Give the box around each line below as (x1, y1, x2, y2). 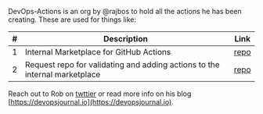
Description (103, 34, 149, 44)
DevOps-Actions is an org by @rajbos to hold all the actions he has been (8, 7, 243, 16)
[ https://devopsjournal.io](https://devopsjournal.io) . (8, 98, 174, 106)
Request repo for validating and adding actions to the (24, 59, 221, 69)
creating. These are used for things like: (8, 15, 137, 24)
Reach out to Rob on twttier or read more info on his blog (8, 89, 192, 98)
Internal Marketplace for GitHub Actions (24, 47, 171, 57)
